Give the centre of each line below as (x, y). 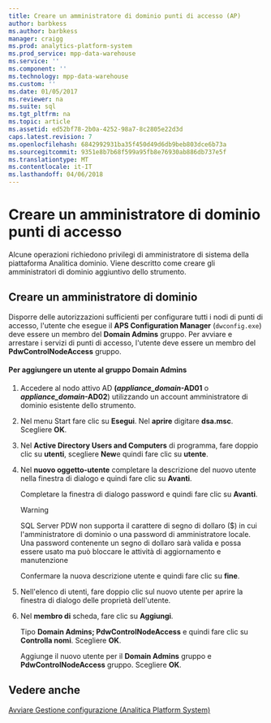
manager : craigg (36, 39)
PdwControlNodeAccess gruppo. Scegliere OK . (101, 665)
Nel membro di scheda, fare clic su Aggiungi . (97, 616)
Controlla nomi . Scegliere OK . (71, 640)
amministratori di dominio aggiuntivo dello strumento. (97, 271)
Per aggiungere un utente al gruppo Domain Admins (98, 370)
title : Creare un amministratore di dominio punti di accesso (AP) (125, 16)
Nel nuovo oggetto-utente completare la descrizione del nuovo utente (138, 470)
